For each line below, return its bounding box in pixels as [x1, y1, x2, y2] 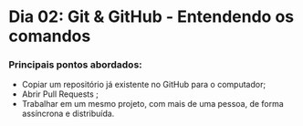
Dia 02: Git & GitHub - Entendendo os [8, 6, 295, 27]
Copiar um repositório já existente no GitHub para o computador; [21, 79, 266, 90]
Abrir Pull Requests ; [21, 89, 99, 100]
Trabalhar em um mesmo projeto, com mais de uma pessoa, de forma [21, 99, 284, 110]
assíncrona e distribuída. [21, 108, 115, 120]
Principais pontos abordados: [8, 58, 142, 71]
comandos [8, 26, 91, 47]
